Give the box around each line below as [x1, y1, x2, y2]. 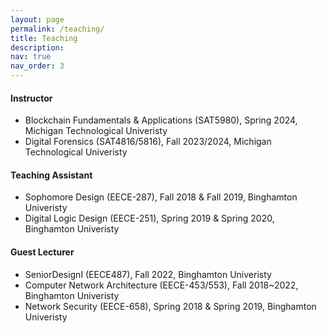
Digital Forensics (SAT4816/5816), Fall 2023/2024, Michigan [24, 136, 272, 148]
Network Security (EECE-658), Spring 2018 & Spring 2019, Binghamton [24, 300, 317, 312]
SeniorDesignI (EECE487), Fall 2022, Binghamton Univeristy [24, 268, 272, 280]
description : [10, 42, 65, 53]
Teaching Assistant [10, 169, 93, 181]
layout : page [10, 14, 65, 25]
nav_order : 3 [10, 61, 65, 71]
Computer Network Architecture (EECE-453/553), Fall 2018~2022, [24, 279, 299, 291]
